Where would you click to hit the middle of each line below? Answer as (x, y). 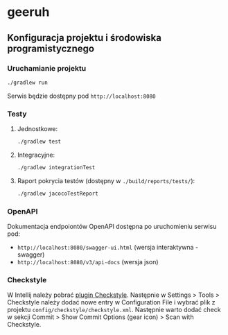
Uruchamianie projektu (47, 68)
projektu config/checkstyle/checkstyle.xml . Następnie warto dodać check (114, 310)
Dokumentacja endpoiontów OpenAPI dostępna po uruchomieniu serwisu (112, 226)
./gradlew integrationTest (56, 167)
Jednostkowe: (37, 129)
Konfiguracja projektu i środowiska (84, 38)
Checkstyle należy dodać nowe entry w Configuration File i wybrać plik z (112, 302)
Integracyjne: (36, 155)
